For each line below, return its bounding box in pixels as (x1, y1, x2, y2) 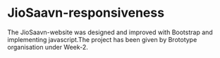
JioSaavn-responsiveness (7, 5, 164, 21)
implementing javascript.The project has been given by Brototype (7, 35, 197, 43)
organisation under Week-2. (7, 43, 88, 51)
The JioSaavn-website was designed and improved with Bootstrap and (7, 28, 213, 36)
